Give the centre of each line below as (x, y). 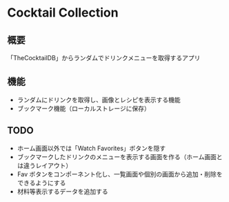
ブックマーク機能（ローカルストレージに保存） (83, 108)
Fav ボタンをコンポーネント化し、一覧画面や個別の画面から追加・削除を (120, 174)
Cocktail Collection (63, 13)
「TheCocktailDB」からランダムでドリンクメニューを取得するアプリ (104, 58)
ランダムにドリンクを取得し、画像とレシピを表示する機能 (99, 100)
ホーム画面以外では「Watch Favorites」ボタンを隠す (91, 148)
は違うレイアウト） (44, 165)
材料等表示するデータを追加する (62, 191)
